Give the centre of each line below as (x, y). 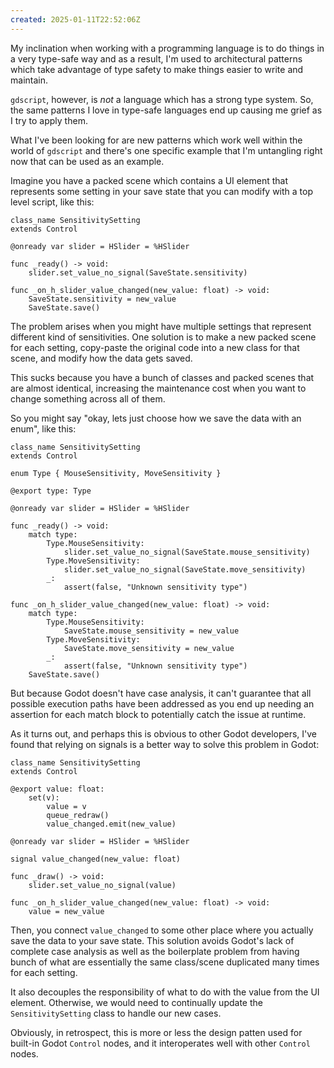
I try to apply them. (49, 120)
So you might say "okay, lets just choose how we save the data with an (156, 418)
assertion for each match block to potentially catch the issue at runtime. (158, 714)
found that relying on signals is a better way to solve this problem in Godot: (165, 744)
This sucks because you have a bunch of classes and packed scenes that (162, 377)
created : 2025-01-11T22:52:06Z (75, 19)
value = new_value (66, 911)
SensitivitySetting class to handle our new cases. (116, 1013)
